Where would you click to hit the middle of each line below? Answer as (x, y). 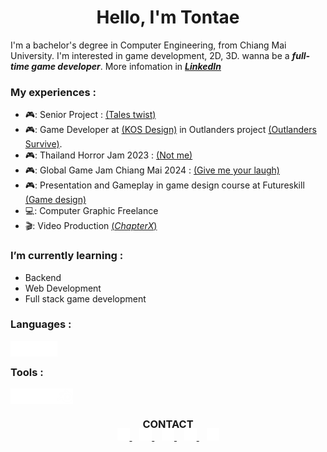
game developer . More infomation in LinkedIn (126, 66)
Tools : (27, 372)
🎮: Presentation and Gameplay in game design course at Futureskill (164, 185)
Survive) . (43, 144)
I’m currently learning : (67, 256)
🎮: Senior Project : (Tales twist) (90, 115)
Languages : (41, 324)
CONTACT (168, 424)
